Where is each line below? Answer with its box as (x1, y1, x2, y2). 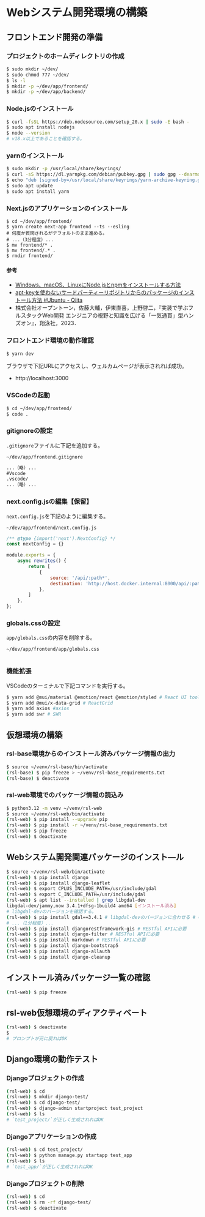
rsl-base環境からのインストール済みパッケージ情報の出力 (6, 749, 176, 758)
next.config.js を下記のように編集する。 (6, 512, 109, 520)
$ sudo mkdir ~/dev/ (6, 66, 59, 72)
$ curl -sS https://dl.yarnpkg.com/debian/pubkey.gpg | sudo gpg (6, 171, 176, 178)
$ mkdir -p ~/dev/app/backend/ (6, 89, 86, 95)
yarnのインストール (6, 151, 64, 160)
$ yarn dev (6, 350, 34, 357)
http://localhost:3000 (15, 375, 69, 382)
